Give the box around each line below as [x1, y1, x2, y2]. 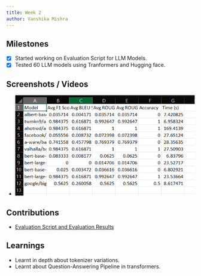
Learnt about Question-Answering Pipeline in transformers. [14, 263, 161, 270]
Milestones [6, 39, 49, 49]
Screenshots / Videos [6, 79, 89, 89]
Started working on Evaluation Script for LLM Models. [14, 54, 147, 62]
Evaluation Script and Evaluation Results [14, 223, 114, 230]
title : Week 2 [6, 10, 42, 16]
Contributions [6, 207, 59, 217]
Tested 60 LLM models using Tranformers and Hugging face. [14, 62, 166, 69]
